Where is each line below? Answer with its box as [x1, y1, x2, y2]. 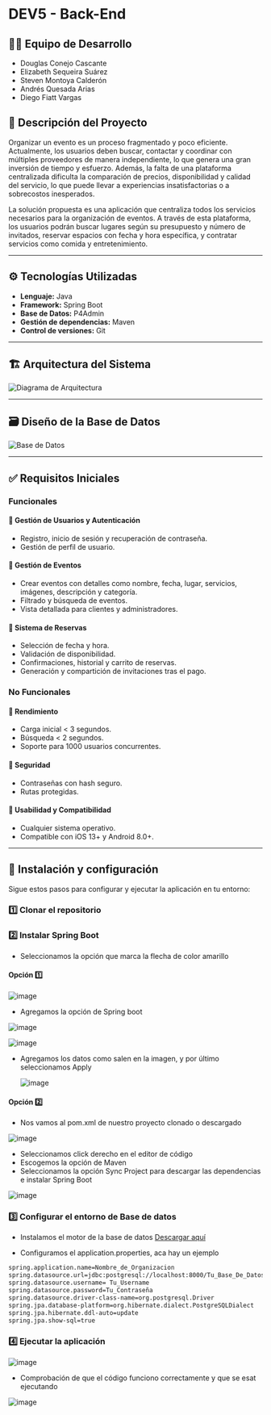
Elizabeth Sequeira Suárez [19, 67, 108, 77]
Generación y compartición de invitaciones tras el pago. [19, 667, 207, 676]
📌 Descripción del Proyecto [8, 116, 148, 130]
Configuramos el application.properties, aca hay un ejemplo [19, 1248, 219, 1258]
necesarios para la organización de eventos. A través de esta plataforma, [8, 213, 252, 223]
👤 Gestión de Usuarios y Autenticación [8, 516, 141, 525]
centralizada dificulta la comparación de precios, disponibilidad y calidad [8, 171, 252, 182]
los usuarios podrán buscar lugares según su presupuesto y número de [8, 221, 246, 231]
